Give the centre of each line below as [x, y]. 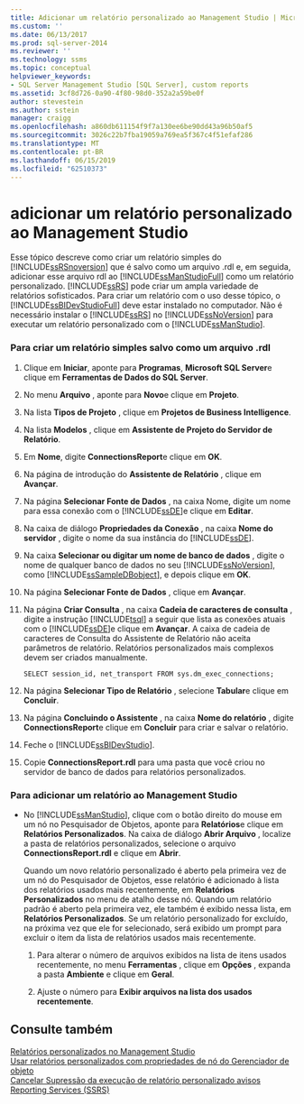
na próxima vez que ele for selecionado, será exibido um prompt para [152, 928]
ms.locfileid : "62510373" [59, 169]
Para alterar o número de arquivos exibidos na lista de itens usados [161, 955]
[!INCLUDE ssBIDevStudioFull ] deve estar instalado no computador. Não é [147, 305]
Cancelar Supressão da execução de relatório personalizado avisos [135, 1080]
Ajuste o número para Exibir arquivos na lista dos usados [144, 991]
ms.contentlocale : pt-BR [57, 152]
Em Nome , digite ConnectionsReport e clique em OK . [123, 456]
